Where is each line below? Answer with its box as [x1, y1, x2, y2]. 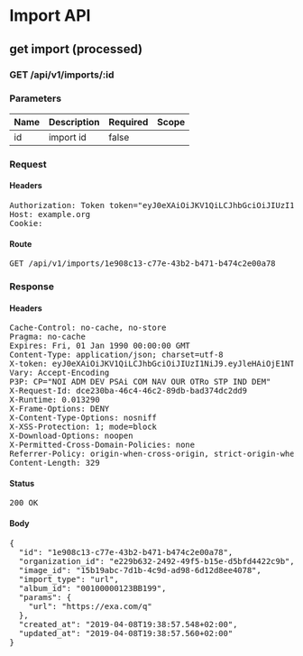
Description [48, 115, 101, 128]
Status [9, 478, 35, 488]
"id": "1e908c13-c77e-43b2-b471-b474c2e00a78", [18, 547, 234, 557]
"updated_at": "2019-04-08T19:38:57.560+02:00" [18, 628, 234, 638]
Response [9, 280, 54, 293]
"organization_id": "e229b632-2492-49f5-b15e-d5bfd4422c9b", [18, 556, 295, 566]
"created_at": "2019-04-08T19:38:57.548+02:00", [18, 619, 238, 629]
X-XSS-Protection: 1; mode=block [9, 422, 158, 433]
